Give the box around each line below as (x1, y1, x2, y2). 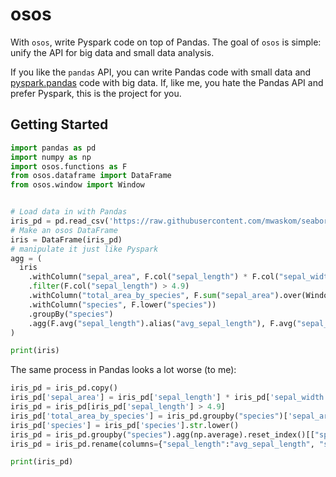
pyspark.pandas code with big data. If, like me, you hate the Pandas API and (10, 76, 324, 88)
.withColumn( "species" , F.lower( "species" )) (28, 299, 217, 310)
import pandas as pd (10, 143, 97, 153)
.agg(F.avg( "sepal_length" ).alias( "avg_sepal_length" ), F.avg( (28, 318, 298, 328)
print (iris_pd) (10, 457, 74, 467)
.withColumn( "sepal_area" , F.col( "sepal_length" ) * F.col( (28, 272, 280, 282)
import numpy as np (10, 152, 92, 162)
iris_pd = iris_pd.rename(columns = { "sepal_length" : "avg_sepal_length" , (10, 439, 315, 449)
